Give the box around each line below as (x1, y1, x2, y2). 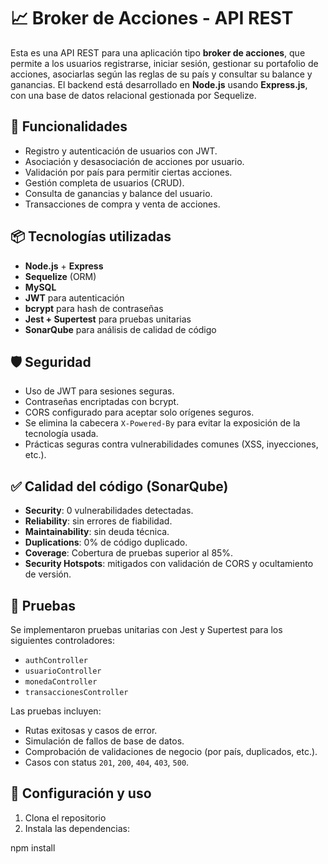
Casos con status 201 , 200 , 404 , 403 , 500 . (24, 756, 190, 768)
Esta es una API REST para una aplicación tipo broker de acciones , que (10, 46, 306, 59)
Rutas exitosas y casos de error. (24, 725, 158, 736)
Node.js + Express (24, 260, 104, 272)
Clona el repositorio (24, 811, 107, 824)
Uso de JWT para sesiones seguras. (24, 385, 175, 397)
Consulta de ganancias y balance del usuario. (24, 187, 213, 199)
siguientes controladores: (10, 635, 115, 646)
